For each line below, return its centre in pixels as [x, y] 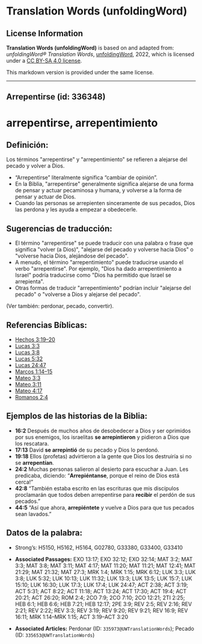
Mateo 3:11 [28, 385]
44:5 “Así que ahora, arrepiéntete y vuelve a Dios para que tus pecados [104, 507]
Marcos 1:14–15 [34, 371]
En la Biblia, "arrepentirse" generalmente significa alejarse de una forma [104, 184]
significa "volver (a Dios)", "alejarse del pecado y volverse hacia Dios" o [104, 250]
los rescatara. [32, 443]
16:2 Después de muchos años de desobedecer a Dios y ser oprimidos [103, 431]
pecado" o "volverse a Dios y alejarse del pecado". [78, 294]
